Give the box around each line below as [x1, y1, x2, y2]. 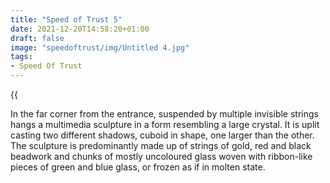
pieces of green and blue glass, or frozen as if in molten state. [10, 161, 266, 173]
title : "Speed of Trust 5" [10, 14, 123, 25]
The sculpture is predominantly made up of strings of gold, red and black [10, 140, 312, 151]
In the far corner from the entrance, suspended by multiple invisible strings [10, 108, 319, 120]
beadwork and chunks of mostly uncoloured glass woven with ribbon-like [10, 151, 313, 162]
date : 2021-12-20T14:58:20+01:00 [10, 24, 150, 34]
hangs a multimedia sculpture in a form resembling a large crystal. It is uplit [10, 119, 320, 130]
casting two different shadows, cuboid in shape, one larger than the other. [10, 129, 315, 141]
